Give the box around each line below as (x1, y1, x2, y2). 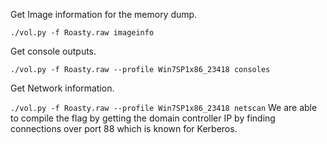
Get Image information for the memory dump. (10, 9, 198, 20)
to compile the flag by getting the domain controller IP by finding (10, 112, 276, 124)
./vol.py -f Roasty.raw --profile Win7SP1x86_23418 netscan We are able (10, 102, 318, 113)
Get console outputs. (10, 45, 97, 57)
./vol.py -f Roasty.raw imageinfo (10, 28, 155, 38)
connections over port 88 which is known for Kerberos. (10, 123, 238, 134)
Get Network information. (10, 82, 115, 94)
